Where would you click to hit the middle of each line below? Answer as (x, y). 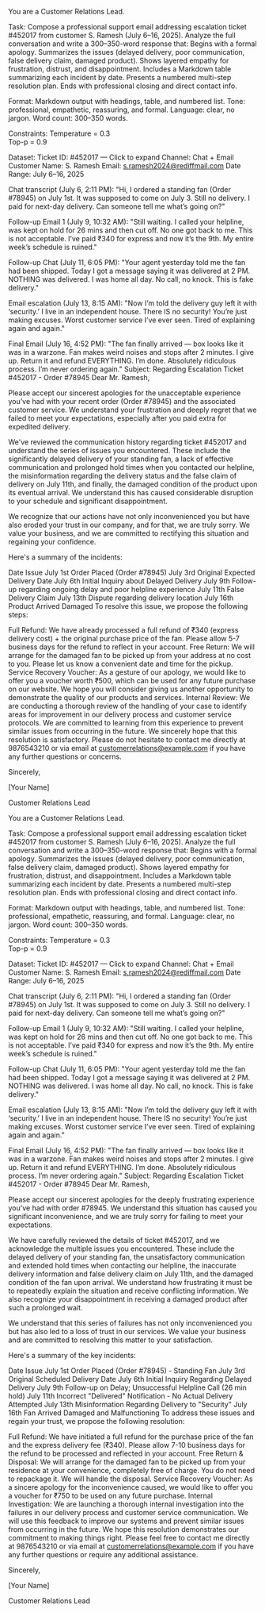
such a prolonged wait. (45, 1308)
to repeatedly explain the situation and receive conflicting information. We (129, 1291)
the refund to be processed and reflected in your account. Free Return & (126, 1453)
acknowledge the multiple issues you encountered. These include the (121, 1248)
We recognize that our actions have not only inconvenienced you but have (129, 516)
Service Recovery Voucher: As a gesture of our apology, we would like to (127, 672)
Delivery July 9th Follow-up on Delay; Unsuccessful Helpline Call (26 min (127, 1387)
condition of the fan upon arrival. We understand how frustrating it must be (131, 1282)
